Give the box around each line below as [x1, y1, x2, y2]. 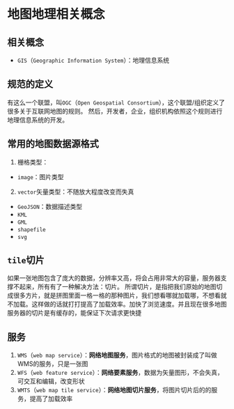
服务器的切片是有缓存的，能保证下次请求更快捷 [7, 309, 141, 317]
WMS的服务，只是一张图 [17, 360, 88, 368]
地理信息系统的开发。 [7, 116, 68, 124]
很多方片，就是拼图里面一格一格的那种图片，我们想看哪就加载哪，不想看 [13, 291, 221, 300]
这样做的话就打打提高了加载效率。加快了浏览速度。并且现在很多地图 [31, 300, 227, 309]
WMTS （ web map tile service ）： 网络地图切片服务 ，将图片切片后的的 [17, 386, 212, 394]
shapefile [17, 226, 47, 233]
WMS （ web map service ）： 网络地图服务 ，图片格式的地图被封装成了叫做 [17, 351, 217, 360]
